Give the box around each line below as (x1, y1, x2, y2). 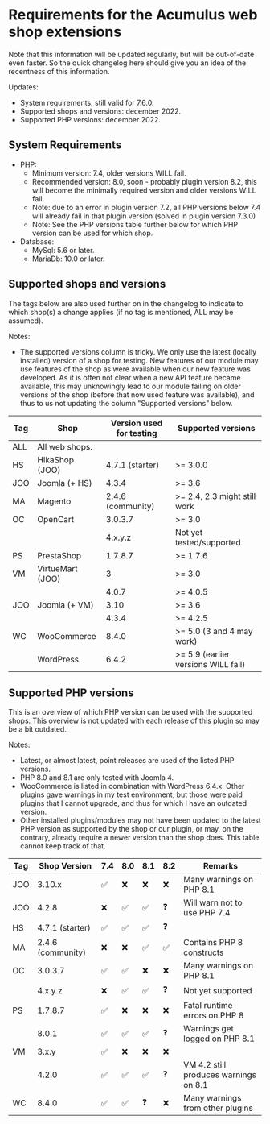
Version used (110, 417, 163, 429)
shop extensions (8, 23, 122, 41)
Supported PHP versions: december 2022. (19, 114, 161, 124)
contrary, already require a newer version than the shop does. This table (19, 832, 260, 843)
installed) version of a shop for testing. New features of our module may (19, 355, 259, 365)
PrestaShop (37, 550, 82, 561)
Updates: (8, 82, 39, 92)
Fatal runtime (183, 1000, 233, 1011)
